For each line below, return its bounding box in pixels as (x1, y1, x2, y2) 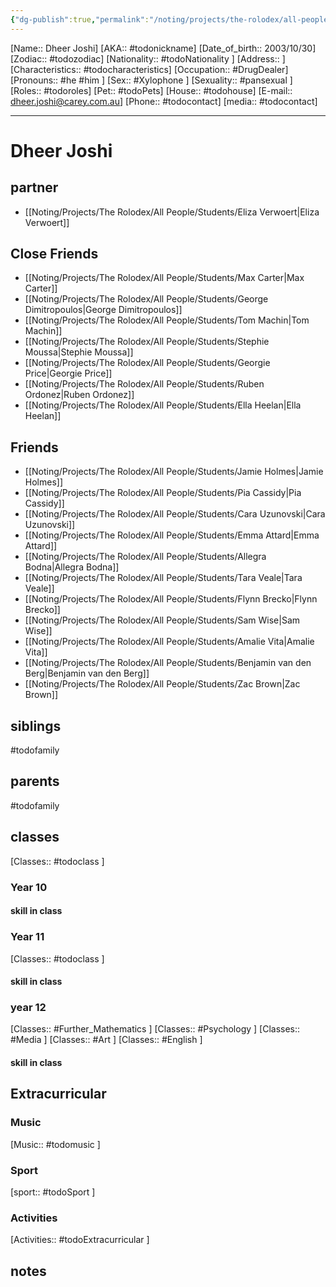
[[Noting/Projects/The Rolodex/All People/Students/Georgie (24, 357, 271, 369)
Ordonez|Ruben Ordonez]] (24, 389, 135, 401)
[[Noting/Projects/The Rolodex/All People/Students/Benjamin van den (24, 657, 312, 669)
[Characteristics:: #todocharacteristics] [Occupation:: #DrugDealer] (10, 63, 289, 75)
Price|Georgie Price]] (24, 367, 113, 380)
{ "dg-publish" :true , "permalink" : (10, 14, 150, 25)
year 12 (10, 1001, 47, 1015)
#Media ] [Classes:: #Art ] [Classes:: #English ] (10, 1034, 203, 1046)
